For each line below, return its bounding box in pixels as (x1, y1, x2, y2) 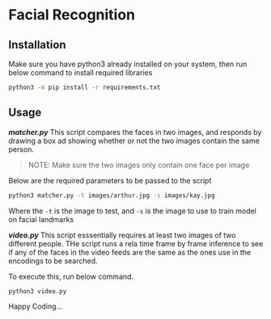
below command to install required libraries (8, 68, 153, 78)
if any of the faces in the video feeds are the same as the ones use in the (8, 247, 252, 257)
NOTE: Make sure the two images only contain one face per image (28, 160, 250, 170)
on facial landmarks (8, 214, 74, 224)
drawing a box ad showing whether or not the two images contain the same (8, 136, 260, 145)
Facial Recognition (8, 6, 136, 24)
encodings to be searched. (8, 256, 99, 266)
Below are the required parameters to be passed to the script (8, 175, 212, 185)
